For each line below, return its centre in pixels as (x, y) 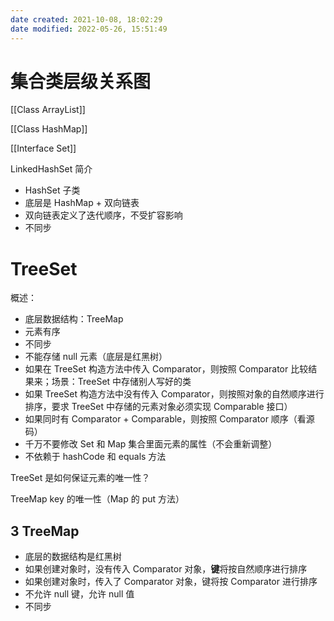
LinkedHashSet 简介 (51, 169)
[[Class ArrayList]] (48, 110)
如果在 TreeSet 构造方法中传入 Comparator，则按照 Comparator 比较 (166, 369)
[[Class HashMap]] (49, 129)
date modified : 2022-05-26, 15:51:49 (89, 29)
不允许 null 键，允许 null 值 (79, 594)
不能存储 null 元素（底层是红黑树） (96, 357)
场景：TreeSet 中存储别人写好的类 (121, 382)
